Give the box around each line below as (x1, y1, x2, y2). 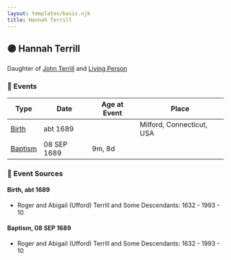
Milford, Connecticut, (140, 120, 208, 129)
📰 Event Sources (7, 169, 63, 178)
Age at (101, 99, 124, 109)
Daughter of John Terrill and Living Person (7, 65, 127, 73)
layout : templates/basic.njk (7, 10, 91, 17)
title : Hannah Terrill (7, 17, 72, 23)
